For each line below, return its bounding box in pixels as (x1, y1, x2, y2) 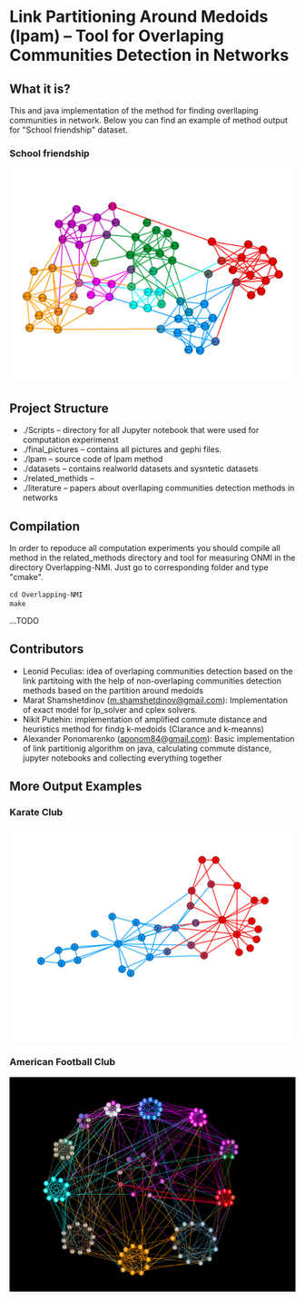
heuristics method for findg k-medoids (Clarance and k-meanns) (22, 724, 265, 734)
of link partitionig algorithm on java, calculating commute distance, (22, 743, 272, 754)
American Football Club (9, 1056, 116, 1069)
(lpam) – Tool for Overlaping (9, 25, 224, 46)
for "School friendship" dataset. (9, 124, 129, 135)
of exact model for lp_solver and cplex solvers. (22, 704, 198, 715)
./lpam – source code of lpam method (22, 454, 163, 465)
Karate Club (9, 806, 64, 819)
